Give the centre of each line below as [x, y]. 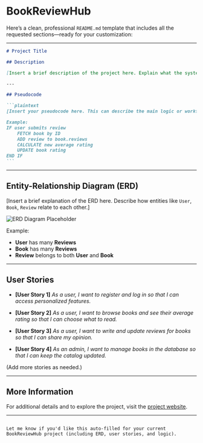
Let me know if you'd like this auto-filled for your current [86, 428]
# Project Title [27, 51]
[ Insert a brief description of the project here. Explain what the [94, 73]
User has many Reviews [46, 242]
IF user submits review [36, 128]
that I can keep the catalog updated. [61, 355]
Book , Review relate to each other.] [48, 207]
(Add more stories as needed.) [44, 367]
